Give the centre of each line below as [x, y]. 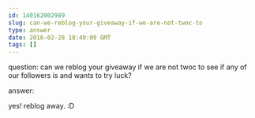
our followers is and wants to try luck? [70, 76]
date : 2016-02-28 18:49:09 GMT [60, 37]
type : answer [30, 30]
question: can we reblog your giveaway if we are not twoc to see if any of [127, 67]
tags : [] [22, 45]
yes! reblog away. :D [41, 106]
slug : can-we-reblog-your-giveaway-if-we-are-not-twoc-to [105, 23]
